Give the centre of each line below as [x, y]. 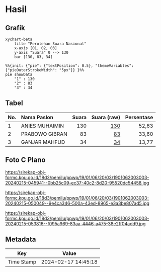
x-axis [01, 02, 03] [36, 48]
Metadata [21, 240]
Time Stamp [22, 262]
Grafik [15, 28]
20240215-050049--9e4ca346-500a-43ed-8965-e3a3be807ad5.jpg [77, 203]
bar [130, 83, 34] [33, 57]
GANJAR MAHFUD [43, 142]
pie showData [19, 74]
